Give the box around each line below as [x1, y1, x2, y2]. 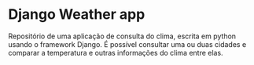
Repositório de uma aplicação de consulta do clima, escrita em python [8, 31, 237, 41]
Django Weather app [8, 5, 145, 23]
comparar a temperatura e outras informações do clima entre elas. [8, 48, 223, 57]
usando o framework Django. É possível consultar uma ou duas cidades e [8, 39, 247, 49]
